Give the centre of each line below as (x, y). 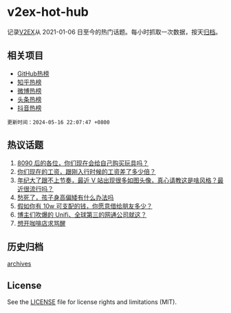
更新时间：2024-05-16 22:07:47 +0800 (58, 122)
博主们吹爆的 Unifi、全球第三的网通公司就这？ (82, 215)
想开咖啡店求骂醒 (41, 223)
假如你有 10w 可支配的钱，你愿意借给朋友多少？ (85, 206)
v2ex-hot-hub (48, 12)
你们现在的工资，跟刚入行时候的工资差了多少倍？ (86, 171)
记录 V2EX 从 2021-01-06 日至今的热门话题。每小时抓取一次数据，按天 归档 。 (114, 32)
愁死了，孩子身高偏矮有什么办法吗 (65, 197)
